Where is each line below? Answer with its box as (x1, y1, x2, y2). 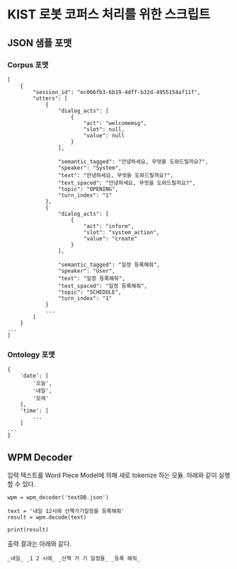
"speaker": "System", (57, 164, 122, 171)
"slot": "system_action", (83, 229, 160, 236)
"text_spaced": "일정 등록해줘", (57, 282, 148, 289)
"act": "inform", (83, 222, 134, 230)
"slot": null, (83, 125, 125, 133)
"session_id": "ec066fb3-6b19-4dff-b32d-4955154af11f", (33, 88, 201, 96)
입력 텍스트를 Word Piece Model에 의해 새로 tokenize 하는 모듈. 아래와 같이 (7, 471, 217, 479)
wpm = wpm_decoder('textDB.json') (7, 493, 110, 501)
